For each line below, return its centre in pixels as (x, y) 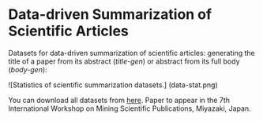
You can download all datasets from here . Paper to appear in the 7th (119, 100)
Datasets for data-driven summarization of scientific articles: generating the (131, 53)
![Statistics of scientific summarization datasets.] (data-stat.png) (113, 85)
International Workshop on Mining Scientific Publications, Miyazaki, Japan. (130, 108)
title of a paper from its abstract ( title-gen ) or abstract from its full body (124, 61)
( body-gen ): (28, 69)
